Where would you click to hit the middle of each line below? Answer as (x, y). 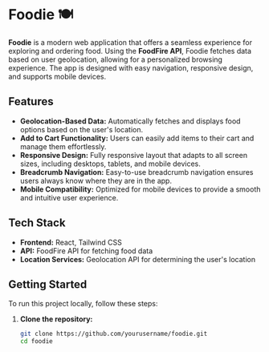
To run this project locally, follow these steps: (83, 304)
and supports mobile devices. (57, 76)
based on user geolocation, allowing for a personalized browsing (116, 59)
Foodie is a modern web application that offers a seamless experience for (130, 42)
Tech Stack (37, 223)
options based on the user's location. (81, 129)
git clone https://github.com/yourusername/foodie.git (114, 334)
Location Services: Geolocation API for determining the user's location (137, 259)
